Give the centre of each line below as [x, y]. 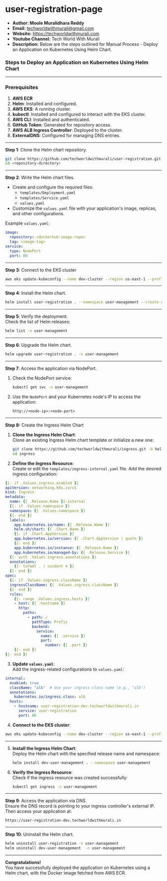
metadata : [15, 497]
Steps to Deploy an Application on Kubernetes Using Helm [77, 62]
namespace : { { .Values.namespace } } [47, 511]
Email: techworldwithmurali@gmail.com [53, 28]
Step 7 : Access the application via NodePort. [51, 368]
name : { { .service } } [63, 636]
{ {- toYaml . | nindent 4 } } [44, 567]
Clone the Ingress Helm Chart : [44, 435]
